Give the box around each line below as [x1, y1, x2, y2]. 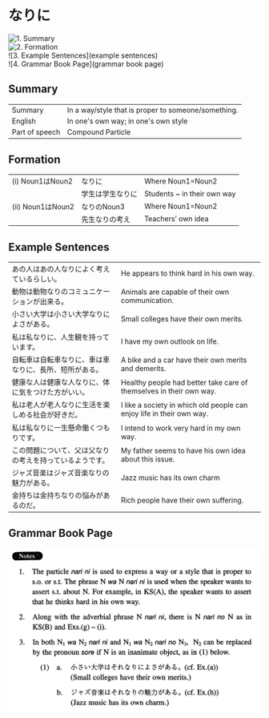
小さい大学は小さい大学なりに [11, 309, 110, 319]
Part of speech [11, 127, 61, 136]
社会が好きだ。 [32, 409, 82, 420]
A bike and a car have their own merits [120, 355, 247, 365]
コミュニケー [67, 287, 110, 296]
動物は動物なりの [11, 287, 68, 296]
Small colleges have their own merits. [120, 313, 244, 324]
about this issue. [120, 454, 175, 464]
